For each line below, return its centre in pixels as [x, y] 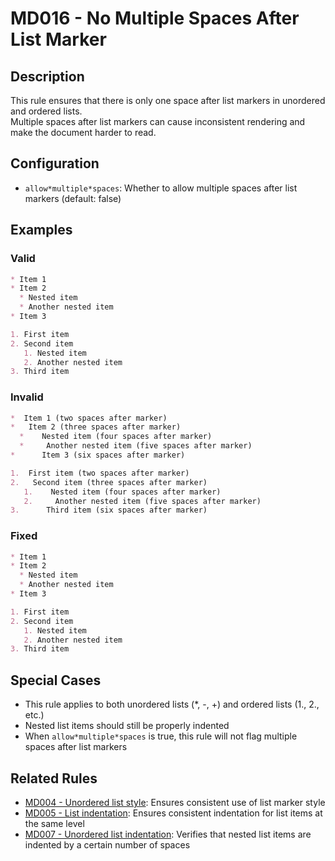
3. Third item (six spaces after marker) [109, 510]
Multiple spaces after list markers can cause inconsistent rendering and [158, 121]
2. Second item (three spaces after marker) [109, 482]
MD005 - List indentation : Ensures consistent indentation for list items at [173, 813]
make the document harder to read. [83, 132]
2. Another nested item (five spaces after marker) [142, 501]
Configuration [55, 163]
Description [47, 76]
